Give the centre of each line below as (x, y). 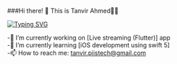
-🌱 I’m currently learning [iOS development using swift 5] (88, 45)
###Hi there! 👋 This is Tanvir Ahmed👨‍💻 (63, 11)
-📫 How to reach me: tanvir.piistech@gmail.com (77, 53)
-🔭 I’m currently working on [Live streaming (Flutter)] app (89, 38)
